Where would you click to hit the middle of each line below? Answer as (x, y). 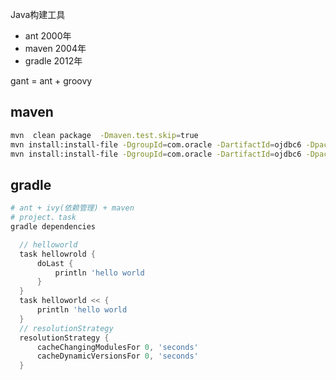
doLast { (55, 263)
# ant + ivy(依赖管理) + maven (72, 208)
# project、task (43, 218)
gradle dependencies (53, 227)
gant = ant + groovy (51, 81)
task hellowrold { (58, 254)
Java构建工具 (38, 14)
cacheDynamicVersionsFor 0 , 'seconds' (117, 356)
